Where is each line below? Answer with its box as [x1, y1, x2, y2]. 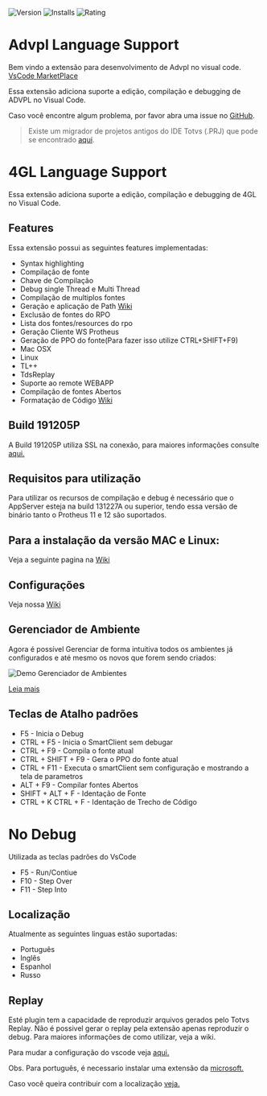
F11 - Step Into [19, 884, 68, 894]
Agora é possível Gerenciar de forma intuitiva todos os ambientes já [8, 644, 233, 653]
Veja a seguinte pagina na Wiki [8, 555, 110, 565]
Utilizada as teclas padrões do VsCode [8, 851, 137, 861]
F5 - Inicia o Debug [19, 728, 84, 738]
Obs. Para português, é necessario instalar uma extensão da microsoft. [8, 1063, 244, 1073]
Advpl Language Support [8, 36, 179, 54]
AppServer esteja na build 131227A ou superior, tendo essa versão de [8, 501, 238, 511]
